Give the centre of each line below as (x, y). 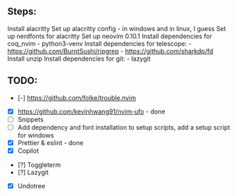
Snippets (30, 119)
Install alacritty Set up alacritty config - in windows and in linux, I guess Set (117, 28)
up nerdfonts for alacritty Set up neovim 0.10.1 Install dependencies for (110, 36)
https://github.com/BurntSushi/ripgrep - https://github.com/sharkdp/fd (110, 51)
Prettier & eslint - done (50, 142)
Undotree (31, 185)
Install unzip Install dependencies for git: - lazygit (79, 59)
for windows (36, 135)
